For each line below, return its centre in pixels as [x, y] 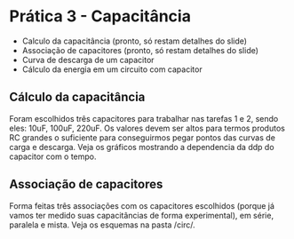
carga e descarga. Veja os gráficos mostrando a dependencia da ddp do [142, 147]
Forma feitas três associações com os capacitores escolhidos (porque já [142, 205]
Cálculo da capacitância [77, 97]
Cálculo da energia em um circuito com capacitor [112, 69]
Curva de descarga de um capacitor [88, 60]
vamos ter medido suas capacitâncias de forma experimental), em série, [141, 215]
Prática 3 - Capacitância [100, 16]
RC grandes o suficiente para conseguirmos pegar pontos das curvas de [142, 137]
